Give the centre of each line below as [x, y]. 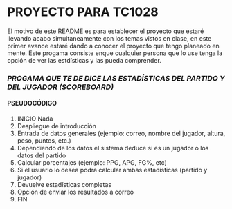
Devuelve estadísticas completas [64, 185]
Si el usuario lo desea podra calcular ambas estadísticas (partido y [112, 170]
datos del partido [42, 155]
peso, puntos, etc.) [44, 141]
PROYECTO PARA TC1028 [83, 12]
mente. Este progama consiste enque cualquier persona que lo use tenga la [115, 53]
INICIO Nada [35, 119]
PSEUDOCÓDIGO [32, 103]
